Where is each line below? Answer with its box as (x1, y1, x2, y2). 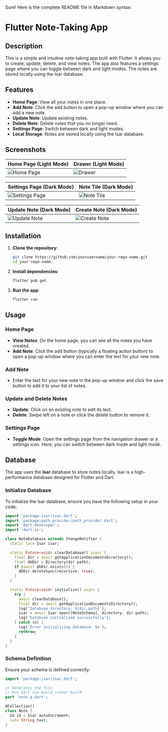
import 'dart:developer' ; (5, 523, 59, 528)
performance (5, 474, 33, 480)
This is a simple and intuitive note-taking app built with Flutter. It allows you (5, 55, 160, 61)
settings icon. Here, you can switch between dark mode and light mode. (12, 441, 161, 447)
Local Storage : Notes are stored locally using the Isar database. (12, 131, 144, 137)
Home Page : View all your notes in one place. (12, 99, 107, 105)
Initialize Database (5, 487, 52, 494)
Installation (5, 232, 41, 240)
